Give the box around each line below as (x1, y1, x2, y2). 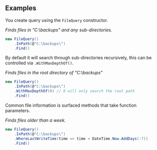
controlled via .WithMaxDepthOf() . (5, 60, 74, 66)
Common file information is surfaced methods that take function (5, 102, 137, 108)
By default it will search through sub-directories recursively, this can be (5, 55, 152, 61)
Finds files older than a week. (5, 117, 66, 123)
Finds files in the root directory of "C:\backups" (5, 70, 103, 76)
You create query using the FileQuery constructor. (5, 17, 108, 23)
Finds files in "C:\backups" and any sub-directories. (5, 27, 113, 33)
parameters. (5, 107, 30, 114)
